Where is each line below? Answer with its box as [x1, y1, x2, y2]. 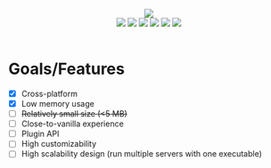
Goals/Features [8, 59, 126, 79]
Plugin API [21, 129, 60, 140]
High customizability [21, 139, 97, 149]
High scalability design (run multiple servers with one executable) [21, 148, 262, 159]
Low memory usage [21, 99, 94, 108]
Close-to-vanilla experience [21, 118, 124, 129]
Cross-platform [21, 88, 78, 99]
